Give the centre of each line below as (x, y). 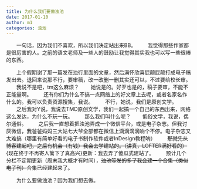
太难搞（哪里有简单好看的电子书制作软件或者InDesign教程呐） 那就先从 (97, 139)
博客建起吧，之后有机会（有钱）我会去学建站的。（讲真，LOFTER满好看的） (97, 146)
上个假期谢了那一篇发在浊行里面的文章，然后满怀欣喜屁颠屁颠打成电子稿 (103, 72)
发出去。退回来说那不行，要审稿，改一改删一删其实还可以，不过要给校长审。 (98, 80)
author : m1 (19, 22)
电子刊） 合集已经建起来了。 (40, 168)
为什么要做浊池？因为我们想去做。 (57, 180)
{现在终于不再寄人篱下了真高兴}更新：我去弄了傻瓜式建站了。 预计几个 (96, 153)
